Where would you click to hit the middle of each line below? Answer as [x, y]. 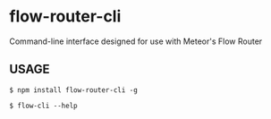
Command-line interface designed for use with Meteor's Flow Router [136, 41]
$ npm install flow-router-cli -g [74, 90]
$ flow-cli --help [43, 106]
